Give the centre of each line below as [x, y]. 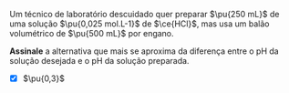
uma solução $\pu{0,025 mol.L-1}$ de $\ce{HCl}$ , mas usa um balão [139, 24]
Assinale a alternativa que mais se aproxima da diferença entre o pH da [144, 51]
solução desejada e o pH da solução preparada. [99, 61]
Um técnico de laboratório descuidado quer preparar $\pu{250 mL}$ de [144, 14]
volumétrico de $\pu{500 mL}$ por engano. [92, 33]
